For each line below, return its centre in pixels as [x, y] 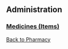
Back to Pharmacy [28, 39]
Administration [34, 10]
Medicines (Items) [33, 27]
